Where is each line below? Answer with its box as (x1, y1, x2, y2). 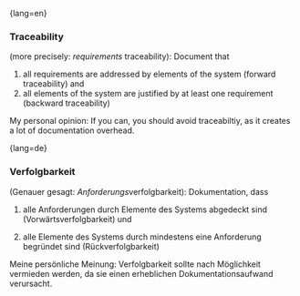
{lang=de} (9, 143, 47, 154)
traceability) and (22, 78, 85, 89)
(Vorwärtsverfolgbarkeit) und (22, 213, 132, 224)
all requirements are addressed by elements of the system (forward (22, 68, 276, 80)
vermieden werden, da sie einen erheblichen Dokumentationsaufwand (9, 268, 274, 279)
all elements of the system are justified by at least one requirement (22, 88, 274, 99)
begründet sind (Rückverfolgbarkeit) (22, 240, 160, 251)
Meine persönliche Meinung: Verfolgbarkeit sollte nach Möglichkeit (9, 259, 262, 270)
